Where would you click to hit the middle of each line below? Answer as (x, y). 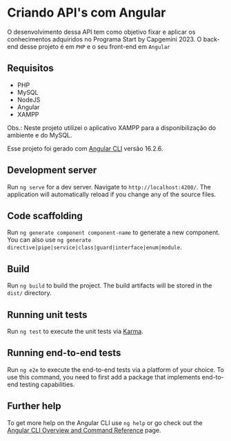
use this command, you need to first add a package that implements (104, 377)
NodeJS (29, 100)
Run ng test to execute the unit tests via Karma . (75, 331)
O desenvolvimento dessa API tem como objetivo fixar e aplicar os (101, 32)
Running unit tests (47, 315)
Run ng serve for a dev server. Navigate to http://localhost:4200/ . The (109, 187)
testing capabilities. (47, 384)
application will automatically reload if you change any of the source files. (111, 194)
